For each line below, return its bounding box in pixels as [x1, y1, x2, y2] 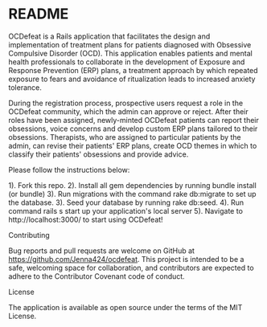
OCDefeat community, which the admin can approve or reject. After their [8, 106, 249, 116]
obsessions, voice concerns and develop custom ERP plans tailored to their [8, 124, 258, 133]
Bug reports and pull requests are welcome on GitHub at [8, 246, 195, 255]
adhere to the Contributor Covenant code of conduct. [8, 271, 185, 281]
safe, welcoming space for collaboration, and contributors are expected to [8, 263, 255, 272]
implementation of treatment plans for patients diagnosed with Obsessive [8, 39, 252, 49]
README [8, 5, 69, 23]
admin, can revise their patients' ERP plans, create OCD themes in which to [8, 141, 257, 150]
